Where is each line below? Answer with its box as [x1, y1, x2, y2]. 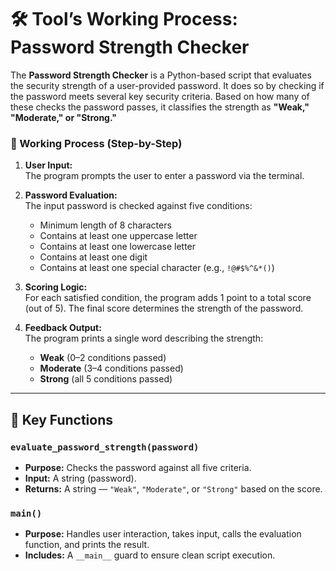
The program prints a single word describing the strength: [24, 332, 264, 345]
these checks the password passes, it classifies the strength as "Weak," [10, 101, 310, 113]
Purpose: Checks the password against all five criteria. [24, 461, 252, 473]
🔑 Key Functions [10, 411, 113, 428]
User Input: [24, 159, 73, 171]
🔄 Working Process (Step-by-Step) [10, 136, 183, 150]
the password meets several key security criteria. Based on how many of [10, 90, 310, 102]
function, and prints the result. [24, 539, 150, 551]
